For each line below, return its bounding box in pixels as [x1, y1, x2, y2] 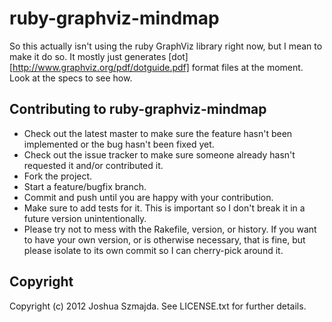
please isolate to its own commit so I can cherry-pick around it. [23, 244, 284, 256]
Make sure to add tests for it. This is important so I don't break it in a [23, 202, 306, 214]
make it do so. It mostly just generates [9, 50, 167, 62]
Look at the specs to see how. [9, 72, 133, 84]
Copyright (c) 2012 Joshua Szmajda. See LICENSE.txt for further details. [9, 300, 307, 312]
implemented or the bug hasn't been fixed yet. [23, 138, 215, 150]
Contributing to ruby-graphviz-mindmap [9, 101, 267, 118]
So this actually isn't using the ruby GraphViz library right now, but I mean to [9, 40, 323, 52]
